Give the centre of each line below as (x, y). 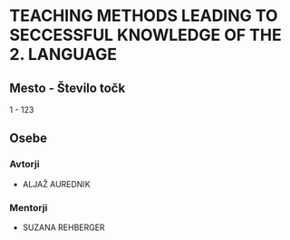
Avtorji (24, 165)
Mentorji (29, 207)
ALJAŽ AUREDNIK (56, 184)
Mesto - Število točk (68, 88)
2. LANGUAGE (63, 55)
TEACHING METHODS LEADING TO (144, 16)
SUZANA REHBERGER (64, 227)
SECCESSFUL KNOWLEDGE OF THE (146, 35)
